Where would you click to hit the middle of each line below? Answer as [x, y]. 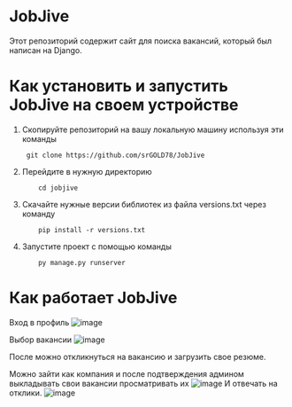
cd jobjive [58, 188]
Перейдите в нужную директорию [87, 171]
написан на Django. [46, 50]
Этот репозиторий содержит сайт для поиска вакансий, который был [141, 41]
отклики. [26, 393]
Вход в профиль [39, 322]
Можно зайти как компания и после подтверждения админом [127, 373]
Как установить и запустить [119, 86]
